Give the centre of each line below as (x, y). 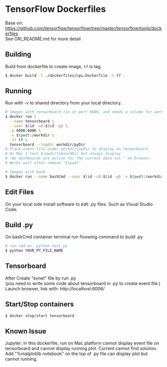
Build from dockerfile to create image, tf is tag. (53, 66)
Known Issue (26, 331)
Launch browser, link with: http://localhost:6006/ (55, 288)
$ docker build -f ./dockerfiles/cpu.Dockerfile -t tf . (65, 76)
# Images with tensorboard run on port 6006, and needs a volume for (79, 112)
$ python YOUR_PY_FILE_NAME (34, 251)
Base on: (14, 23)
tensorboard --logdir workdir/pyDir (47, 144)
